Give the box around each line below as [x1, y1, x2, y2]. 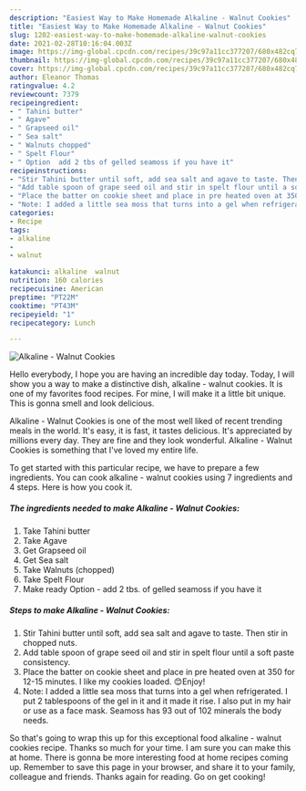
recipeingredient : [9, 98, 79, 108]
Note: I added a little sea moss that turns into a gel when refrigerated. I [22, 686, 289, 697]
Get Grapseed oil [22, 545, 87, 557]
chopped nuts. [22, 638, 77, 649]
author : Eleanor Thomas [9, 73, 100, 82]
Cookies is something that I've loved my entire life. [9, 444, 199, 456]
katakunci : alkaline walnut [9, 267, 120, 276]
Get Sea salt [22, 555, 69, 566]
